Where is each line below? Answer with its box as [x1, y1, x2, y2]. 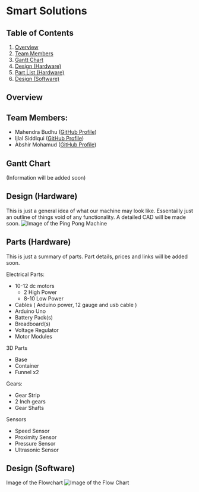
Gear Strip [14, 391, 40, 399]
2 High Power [23, 289, 58, 296]
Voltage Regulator [14, 326, 59, 334]
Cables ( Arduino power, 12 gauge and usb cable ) [14, 301, 137, 308]
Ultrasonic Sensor [14, 446, 59, 453]
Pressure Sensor [14, 440, 56, 447]
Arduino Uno [14, 308, 46, 315]
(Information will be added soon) [6, 174, 86, 181]
